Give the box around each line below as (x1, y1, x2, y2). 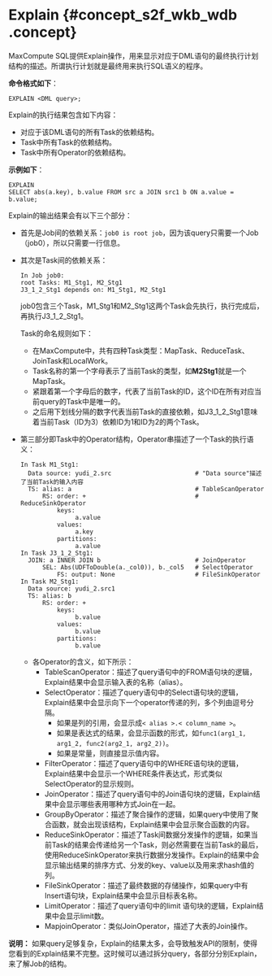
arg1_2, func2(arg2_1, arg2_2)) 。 (56, 738, 173, 747)
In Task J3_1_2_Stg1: (19, 549, 93, 557)
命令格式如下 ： (8, 78, 58, 88)
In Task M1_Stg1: (19, 460, 80, 468)
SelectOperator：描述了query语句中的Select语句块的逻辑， (44, 687, 243, 697)
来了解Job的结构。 (8, 958, 71, 969)
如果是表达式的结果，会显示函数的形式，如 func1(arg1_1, (56, 728, 247, 738)
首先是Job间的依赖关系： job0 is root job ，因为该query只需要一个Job (19, 228, 259, 237)
